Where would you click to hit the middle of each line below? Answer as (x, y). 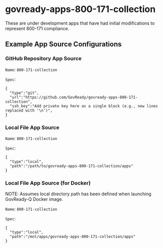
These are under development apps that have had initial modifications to (80, 23)
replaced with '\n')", (29, 110)
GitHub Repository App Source (43, 59)
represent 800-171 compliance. (37, 28)
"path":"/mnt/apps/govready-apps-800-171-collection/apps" (73, 237)
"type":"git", (24, 93)
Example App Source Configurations (63, 44)
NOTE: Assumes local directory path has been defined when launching (78, 194)
